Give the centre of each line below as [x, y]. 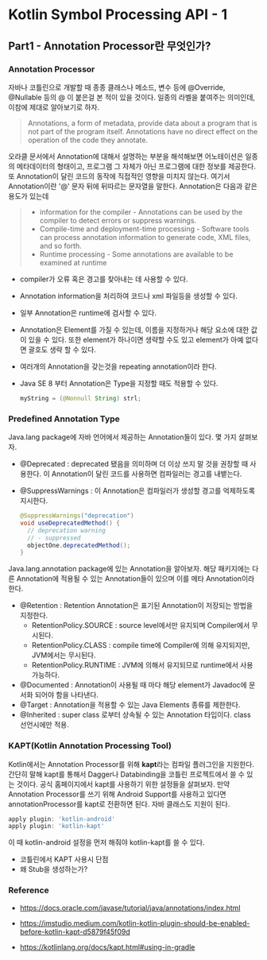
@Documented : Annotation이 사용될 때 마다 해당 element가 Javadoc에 [133, 685]
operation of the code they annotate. [88, 140]
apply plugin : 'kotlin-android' [62, 819]
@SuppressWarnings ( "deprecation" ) [77, 516]
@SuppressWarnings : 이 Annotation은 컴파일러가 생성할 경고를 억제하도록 [137, 491]
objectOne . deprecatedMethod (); [79, 545]
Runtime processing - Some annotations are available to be [136, 254]
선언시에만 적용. [44, 725]
